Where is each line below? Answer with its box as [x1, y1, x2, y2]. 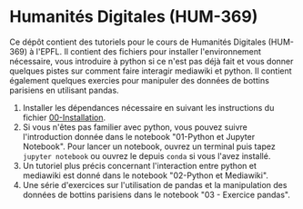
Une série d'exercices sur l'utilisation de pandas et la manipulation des [22, 179, 288, 190]
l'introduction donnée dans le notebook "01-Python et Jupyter [22, 131, 256, 142]
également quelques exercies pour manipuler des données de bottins [9, 75, 270, 85]
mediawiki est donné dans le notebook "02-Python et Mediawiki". [22, 170, 268, 181]
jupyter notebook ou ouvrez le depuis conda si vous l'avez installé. [22, 150, 271, 161]
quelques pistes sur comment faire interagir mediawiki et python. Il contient [9, 65, 293, 76]
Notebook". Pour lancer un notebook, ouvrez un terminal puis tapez [22, 141, 276, 152]
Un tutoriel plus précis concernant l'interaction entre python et [22, 160, 257, 171]
